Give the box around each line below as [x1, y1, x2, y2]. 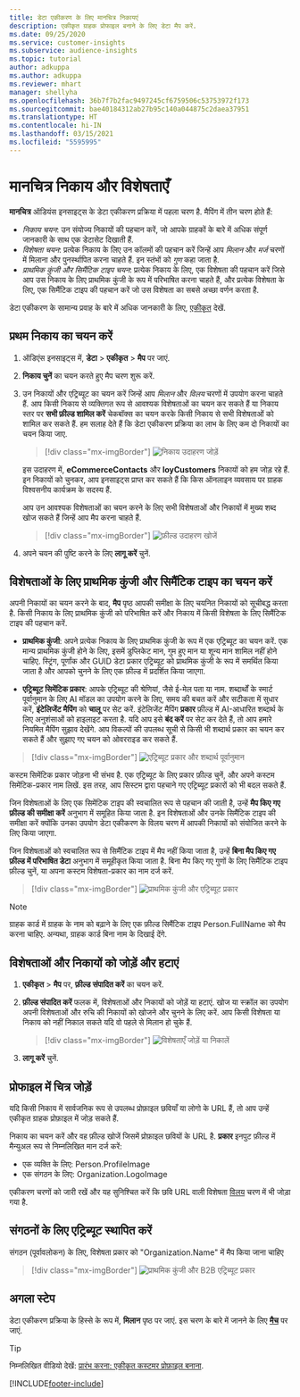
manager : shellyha [9, 88, 78, 96]
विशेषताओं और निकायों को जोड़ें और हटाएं [9, 955, 179, 970]
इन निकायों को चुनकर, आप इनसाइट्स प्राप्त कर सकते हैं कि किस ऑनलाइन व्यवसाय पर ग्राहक [21, 474, 283, 485]
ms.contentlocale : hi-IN [9, 121, 102, 130]
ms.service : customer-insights [9, 38, 126, 47]
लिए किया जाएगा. [9, 828, 57, 839]
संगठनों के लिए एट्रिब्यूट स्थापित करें [9, 1223, 153, 1238]
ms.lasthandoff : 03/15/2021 [9, 130, 114, 138]
